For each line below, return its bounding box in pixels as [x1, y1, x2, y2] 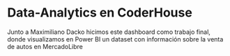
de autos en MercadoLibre [7, 42, 84, 50]
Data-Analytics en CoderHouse [7, 5, 193, 21]
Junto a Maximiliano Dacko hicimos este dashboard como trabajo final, [7, 28, 211, 36]
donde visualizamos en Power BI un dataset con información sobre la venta [7, 35, 224, 43]
